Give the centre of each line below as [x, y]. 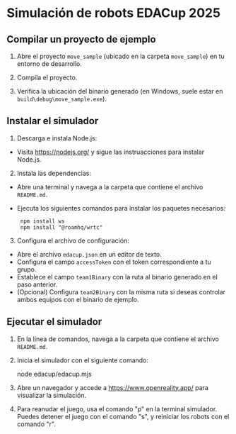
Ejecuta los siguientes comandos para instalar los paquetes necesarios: [121, 208]
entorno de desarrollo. [49, 64]
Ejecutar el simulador [54, 322]
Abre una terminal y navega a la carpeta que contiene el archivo [110, 187]
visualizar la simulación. [52, 395]
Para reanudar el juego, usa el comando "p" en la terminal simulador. [117, 408]
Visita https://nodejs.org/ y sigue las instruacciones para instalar [111, 152]
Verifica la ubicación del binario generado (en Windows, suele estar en [120, 91]
